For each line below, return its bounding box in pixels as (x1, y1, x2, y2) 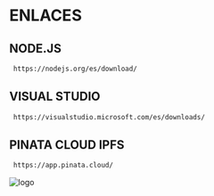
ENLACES (9, 5, 82, 26)
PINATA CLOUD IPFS (9, 137, 125, 152)
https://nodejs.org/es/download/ (12, 64, 138, 73)
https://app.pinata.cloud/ (12, 161, 114, 170)
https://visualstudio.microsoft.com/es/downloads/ (12, 112, 205, 121)
